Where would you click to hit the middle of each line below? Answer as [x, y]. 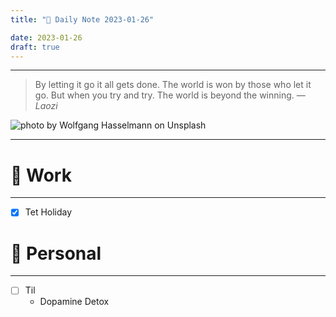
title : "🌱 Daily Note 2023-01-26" [82, 19]
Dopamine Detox [74, 302]
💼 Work [41, 175]
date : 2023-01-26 [46, 37]
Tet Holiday [48, 212]
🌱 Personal [56, 253]
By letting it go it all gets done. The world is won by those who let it [173, 85]
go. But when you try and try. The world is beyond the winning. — [170, 95]
